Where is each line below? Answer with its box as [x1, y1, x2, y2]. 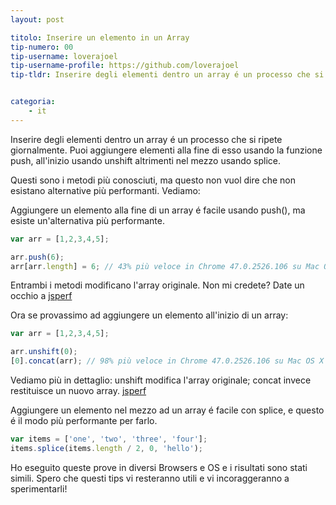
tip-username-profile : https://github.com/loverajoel [10, 61, 240, 71]
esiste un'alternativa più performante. [10, 214, 165, 226]
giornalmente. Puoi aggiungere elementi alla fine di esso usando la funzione [10, 144, 323, 156]
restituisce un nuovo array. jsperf [10, 385, 147, 396]
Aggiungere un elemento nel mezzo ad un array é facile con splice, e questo [10, 404, 325, 416]
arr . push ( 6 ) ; [10, 252, 65, 262]
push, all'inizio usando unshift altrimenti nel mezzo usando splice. [10, 154, 282, 166]
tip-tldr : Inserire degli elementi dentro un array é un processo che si [10, 70, 325, 80]
